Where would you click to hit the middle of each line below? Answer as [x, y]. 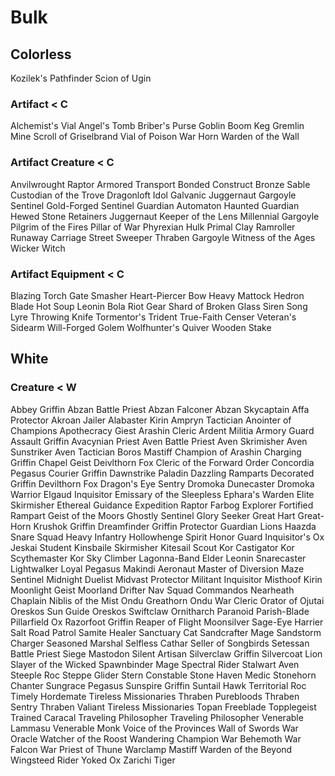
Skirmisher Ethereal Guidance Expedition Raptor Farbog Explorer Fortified [162, 505]
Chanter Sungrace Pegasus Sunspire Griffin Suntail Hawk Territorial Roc [158, 685]
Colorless [41, 54]
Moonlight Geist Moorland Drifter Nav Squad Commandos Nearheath [152, 590]
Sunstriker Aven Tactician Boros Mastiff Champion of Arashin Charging [156, 452]
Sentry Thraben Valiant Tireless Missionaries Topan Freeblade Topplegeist [163, 707]
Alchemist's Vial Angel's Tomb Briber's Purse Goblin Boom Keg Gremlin [157, 126]
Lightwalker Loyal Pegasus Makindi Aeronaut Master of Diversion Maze [157, 568]
